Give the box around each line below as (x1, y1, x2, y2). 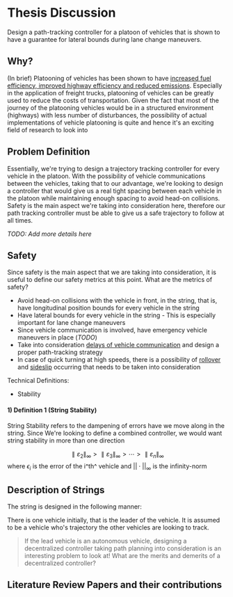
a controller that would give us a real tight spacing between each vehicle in (7, 186, 222, 195)
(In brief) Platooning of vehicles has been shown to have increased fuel (7, 74, 211, 82)
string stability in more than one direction (7, 436, 125, 445)
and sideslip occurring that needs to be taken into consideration (17, 363, 201, 372)
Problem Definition (7, 146, 90, 158)
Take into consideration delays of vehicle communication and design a (17, 341, 220, 349)
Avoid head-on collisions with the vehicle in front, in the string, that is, (17, 296, 218, 305)
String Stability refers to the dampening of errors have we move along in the (7, 421, 225, 429)
